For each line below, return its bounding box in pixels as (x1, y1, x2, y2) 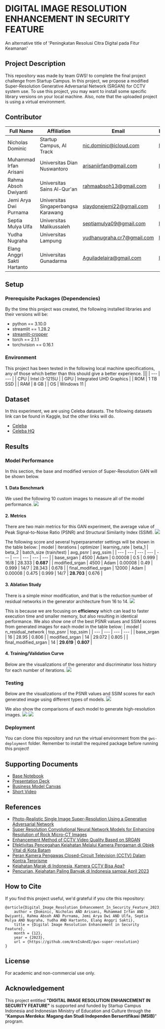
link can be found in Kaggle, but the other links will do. (5, 413, 115, 419)
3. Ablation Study (5, 582, 42, 588)
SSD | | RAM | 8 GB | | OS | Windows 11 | (5, 381, 86, 387)
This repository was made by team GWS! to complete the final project (5, 72, 146, 79)
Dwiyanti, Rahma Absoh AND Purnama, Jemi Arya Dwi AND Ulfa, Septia (5, 914, 148, 918)
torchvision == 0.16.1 (12, 342, 54, 348)
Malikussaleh (40, 223, 70, 230)
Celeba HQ (12, 428, 35, 434)
